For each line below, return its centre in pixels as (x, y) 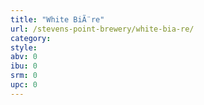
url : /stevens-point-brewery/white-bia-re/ (102, 29)
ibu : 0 (24, 66)
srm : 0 (24, 76)
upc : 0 (24, 85)
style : (24, 47)
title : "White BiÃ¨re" (57, 19)
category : (31, 38)
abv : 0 (24, 57)
